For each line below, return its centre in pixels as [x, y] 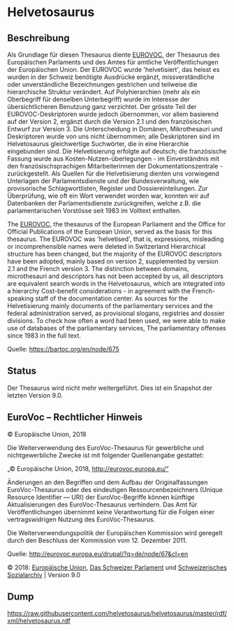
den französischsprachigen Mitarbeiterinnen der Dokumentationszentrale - [115, 166]
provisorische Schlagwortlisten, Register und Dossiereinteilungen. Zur [108, 188]
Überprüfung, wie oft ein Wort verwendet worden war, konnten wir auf [108, 196]
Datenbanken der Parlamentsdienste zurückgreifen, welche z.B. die [104, 203]
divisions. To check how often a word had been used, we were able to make [116, 321]
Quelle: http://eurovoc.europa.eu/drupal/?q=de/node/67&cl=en [98, 553]
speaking [21, 298]
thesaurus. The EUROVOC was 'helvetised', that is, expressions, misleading [116, 239]
